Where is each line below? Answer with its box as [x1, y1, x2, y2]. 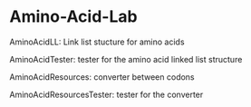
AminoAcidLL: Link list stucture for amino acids [9, 36, 185, 47]
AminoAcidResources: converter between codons [9, 71, 195, 83]
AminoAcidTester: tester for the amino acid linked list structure [9, 53, 243, 64]
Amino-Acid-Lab [9, 6, 138, 27]
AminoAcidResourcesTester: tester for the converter [9, 89, 204, 100]
